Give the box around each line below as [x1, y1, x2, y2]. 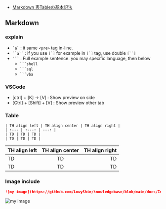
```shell [19, 61, 38, 67]
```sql [19, 67, 34, 71]
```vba [19, 72, 34, 77]
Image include [5, 178, 40, 185]
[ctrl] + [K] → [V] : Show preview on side [12, 94, 95, 100]
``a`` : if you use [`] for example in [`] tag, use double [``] [12, 50, 136, 56]
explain [5, 34, 23, 40]
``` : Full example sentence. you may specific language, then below [12, 55, 151, 61]
